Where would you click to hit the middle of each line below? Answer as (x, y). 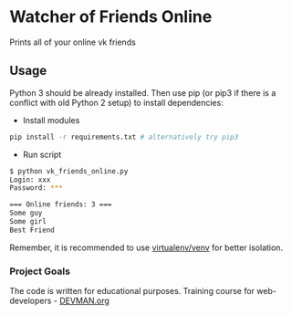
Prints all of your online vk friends (73, 42)
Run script (42, 154)
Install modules (51, 120)
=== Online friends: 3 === (61, 205)
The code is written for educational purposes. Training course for (132, 291)
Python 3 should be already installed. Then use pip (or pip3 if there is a (143, 92)
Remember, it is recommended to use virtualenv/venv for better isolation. (146, 247)
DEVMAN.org (84, 301)
